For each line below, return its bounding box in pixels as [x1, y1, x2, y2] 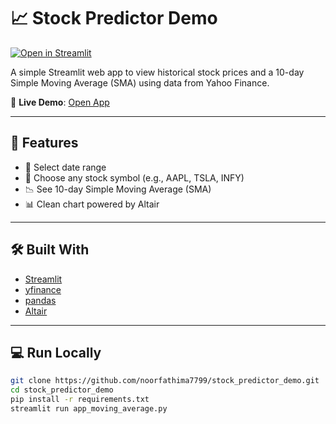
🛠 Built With [10, 241, 90, 259]
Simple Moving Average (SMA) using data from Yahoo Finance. [10, 76, 270, 89]
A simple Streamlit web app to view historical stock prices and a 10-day [10, 66, 305, 78]
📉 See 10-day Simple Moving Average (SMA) [24, 183, 212, 195]
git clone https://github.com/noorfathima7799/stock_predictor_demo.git [10, 376, 320, 386]
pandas [24, 294, 57, 306]
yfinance [24, 283, 62, 295]
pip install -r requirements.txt [10, 395, 150, 405]
